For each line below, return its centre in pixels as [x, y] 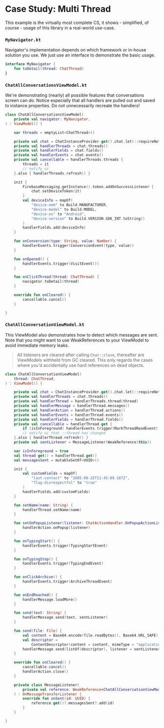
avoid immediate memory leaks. [37, 345]
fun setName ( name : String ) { [43, 505]
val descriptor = [40, 640]
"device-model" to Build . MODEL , [64, 209]
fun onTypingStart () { [37, 541]
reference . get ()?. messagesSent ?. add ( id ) [73, 703]
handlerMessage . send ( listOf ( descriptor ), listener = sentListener [92, 649]
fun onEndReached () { [36, 595]
